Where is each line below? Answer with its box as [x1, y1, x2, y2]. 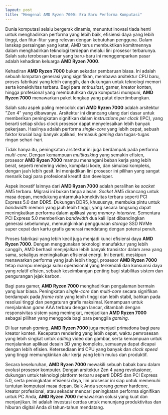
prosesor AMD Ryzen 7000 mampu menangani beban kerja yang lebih [5, 157, 151, 163]
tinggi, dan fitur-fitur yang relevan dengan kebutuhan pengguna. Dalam [5, 36, 152, 43]
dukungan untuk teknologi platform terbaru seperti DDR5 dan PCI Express [5, 372, 158, 378]
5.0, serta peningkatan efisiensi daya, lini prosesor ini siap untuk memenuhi [5, 377, 160, 383]
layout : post [5, 7, 33, 13]
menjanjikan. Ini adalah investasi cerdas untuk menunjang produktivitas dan [5, 399, 161, 405]
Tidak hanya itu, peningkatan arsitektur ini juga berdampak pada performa [5, 146, 158, 152]
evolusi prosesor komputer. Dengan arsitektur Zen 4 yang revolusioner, [5, 367, 152, 373]
